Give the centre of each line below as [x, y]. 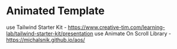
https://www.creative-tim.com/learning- [116, 27]
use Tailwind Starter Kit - [36, 27]
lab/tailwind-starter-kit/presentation [50, 33]
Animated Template [55, 11]
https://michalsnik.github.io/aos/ [46, 40]
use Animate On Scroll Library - [133, 33]
